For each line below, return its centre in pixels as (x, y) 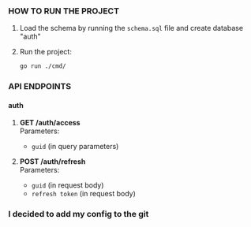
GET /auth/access (50, 123)
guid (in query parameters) (75, 147)
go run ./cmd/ (43, 66)
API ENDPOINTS (40, 87)
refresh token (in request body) (84, 194)
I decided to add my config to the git (79, 214)
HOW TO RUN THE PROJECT (64, 11)
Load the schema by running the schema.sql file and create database (131, 28)
